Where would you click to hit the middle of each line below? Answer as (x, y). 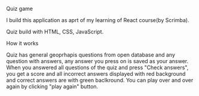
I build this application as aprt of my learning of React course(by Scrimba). (98, 20)
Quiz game (19, 9)
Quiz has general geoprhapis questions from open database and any (91, 55)
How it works (22, 43)
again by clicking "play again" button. (52, 86)
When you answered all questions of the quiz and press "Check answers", (97, 67)
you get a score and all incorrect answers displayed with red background (96, 74)
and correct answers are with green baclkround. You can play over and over (100, 80)
